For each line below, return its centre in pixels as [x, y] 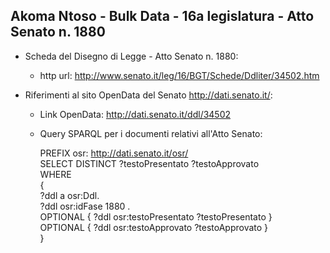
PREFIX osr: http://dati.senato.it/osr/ [114, 153]
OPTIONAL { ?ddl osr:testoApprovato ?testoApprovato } [154, 227]
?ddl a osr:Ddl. [69, 195]
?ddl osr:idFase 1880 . [85, 206]
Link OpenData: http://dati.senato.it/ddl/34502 [135, 114]
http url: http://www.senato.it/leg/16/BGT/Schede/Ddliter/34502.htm [179, 75]
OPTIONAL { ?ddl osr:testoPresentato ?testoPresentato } [156, 216]
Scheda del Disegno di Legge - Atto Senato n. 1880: [131, 56]
